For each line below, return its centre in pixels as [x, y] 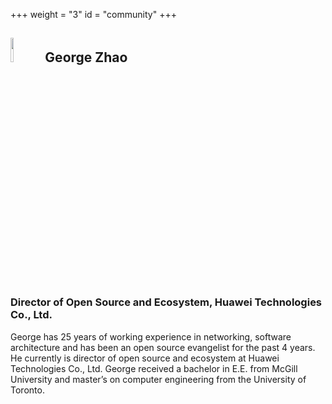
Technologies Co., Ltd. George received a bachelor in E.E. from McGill [154, 368]
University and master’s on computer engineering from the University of [158, 379]
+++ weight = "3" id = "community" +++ [93, 14]
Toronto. [27, 390]
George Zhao [86, 57]
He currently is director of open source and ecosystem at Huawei [145, 358]
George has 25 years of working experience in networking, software [151, 336]
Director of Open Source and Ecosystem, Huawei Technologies [166, 302]
